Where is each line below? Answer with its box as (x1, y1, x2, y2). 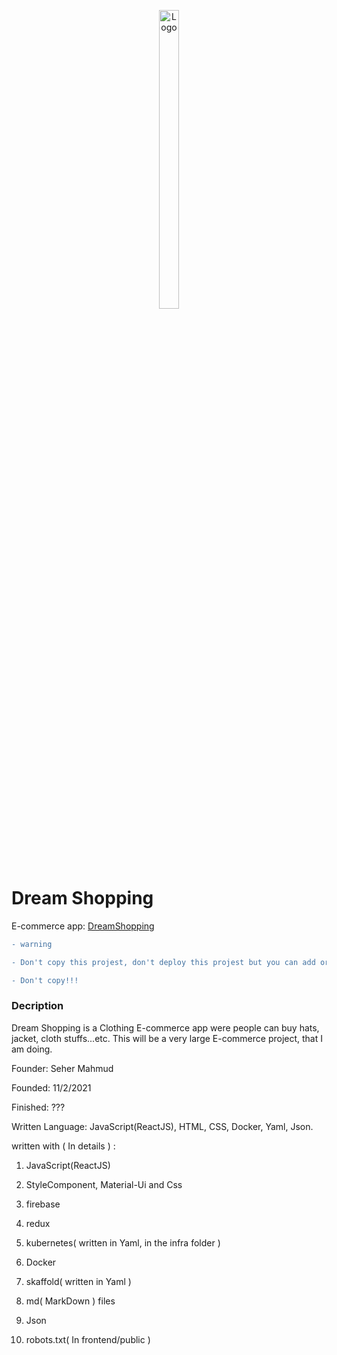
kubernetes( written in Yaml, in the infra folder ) (25, 1236, 221, 1249)
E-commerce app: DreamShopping (11, 920, 155, 932)
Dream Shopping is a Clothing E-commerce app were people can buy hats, (11, 1021, 320, 1034)
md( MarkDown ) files (25, 1295, 116, 1307)
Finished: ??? (11, 1101, 66, 1113)
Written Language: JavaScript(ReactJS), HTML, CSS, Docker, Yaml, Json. (11, 1120, 314, 1132)
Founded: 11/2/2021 (11, 1081, 92, 1094)
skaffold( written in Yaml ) (25, 1275, 132, 1287)
